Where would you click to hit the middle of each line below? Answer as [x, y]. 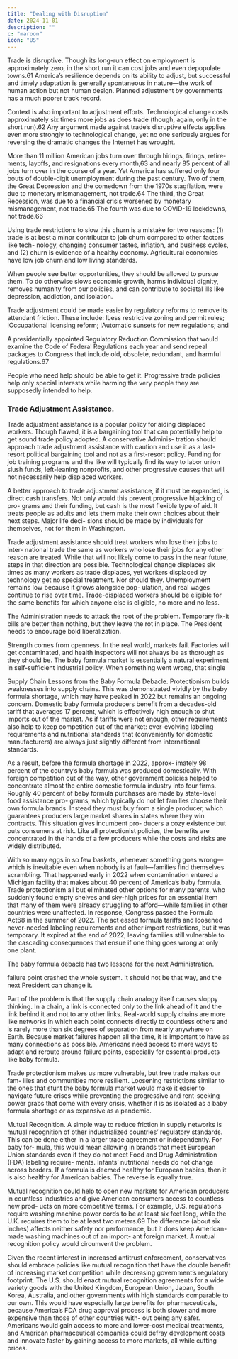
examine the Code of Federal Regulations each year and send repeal [107, 347]
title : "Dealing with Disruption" [58, 14]
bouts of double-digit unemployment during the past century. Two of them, [117, 179]
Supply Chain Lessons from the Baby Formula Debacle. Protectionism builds [119, 681]
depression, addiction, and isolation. [60, 297]
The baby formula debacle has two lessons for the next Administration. [111, 964]
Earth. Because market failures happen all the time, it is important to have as [119, 1037]
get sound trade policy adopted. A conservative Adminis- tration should [112, 439]
